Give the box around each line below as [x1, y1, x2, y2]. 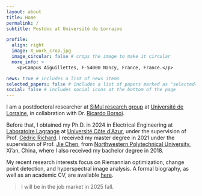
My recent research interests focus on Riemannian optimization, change [6, 159, 185, 166]
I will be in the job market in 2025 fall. [20, 183, 114, 191]
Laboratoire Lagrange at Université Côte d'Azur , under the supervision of [6, 128, 186, 135]
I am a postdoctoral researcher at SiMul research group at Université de [6, 103, 184, 110]
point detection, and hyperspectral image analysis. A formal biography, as [6, 165, 189, 172]
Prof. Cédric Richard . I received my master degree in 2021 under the [6, 134, 175, 142]
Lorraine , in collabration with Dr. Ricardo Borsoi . [6, 110, 125, 117]
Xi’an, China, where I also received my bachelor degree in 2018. [6, 147, 164, 154]
